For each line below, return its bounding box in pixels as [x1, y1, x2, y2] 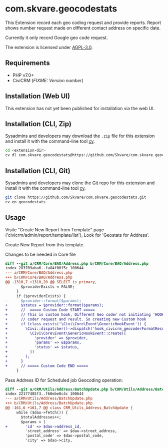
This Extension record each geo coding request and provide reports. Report [5, 20, 161, 26]
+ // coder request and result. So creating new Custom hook [5, 317, 146, 322]
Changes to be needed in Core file [5, 251, 76, 257]
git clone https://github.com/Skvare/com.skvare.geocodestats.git [5, 195, 146, 200]
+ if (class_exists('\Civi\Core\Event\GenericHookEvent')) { [5, 321, 146, 326]
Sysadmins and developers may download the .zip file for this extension [5, 133, 155, 139]
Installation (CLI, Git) [5, 166, 71, 175]
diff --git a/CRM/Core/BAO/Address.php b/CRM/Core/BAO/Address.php [5, 261, 149, 266]
